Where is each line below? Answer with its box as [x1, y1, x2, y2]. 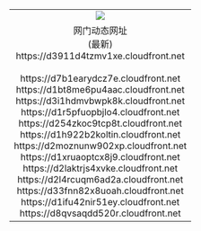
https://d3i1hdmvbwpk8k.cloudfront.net [15, 94, 186, 107]
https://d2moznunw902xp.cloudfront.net [13, 139, 187, 152]
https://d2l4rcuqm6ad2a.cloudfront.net [17, 173, 184, 185]
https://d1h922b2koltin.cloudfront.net [19, 128, 181, 140]
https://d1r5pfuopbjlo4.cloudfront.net [21, 105, 180, 118]
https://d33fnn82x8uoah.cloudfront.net [16, 184, 184, 197]
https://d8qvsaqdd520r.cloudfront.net [19, 207, 181, 219]
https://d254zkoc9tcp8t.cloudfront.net [18, 117, 182, 129]
